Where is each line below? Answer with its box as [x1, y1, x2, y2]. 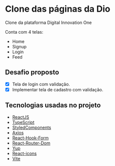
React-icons [12, 150, 37, 156]
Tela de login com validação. [12, 81, 70, 87]
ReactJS [12, 114, 29, 120]
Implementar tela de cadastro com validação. [12, 86, 104, 92]
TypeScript [12, 119, 35, 125]
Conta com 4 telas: [5, 29, 44, 35]
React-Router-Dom [12, 140, 50, 146]
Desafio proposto [5, 68, 60, 77]
